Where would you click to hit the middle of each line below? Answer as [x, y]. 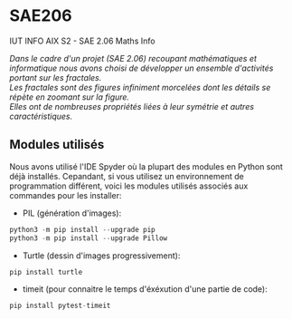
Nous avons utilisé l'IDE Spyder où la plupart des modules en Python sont [146, 166]
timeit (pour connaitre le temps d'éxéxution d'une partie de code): [145, 289]
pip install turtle [46, 272]
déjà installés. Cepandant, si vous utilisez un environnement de [127, 176]
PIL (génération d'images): [72, 213]
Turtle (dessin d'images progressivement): [101, 256]
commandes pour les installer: [66, 195]
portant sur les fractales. [56, 77]
